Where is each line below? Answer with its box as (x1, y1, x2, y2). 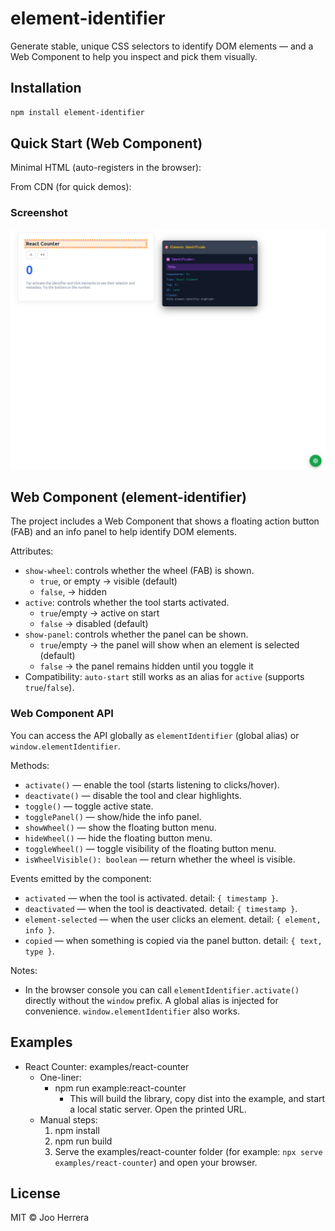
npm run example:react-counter (54, 1082, 187, 1094)
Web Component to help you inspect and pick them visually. (10, 50, 258, 62)
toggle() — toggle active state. (24, 800, 154, 812)
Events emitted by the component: (10, 872, 152, 884)
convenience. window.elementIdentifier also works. (24, 1005, 241, 1017)
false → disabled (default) (39, 618, 149, 630)
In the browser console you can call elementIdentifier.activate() (24, 983, 300, 996)
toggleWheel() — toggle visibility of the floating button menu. (24, 842, 277, 854)
